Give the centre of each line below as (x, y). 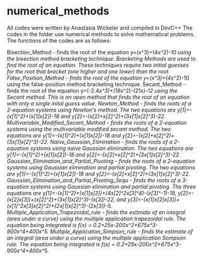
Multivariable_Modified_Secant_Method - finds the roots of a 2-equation (97, 122)
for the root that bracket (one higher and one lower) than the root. (88, 71)
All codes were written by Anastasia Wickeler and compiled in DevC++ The (100, 28)
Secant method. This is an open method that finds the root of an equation (98, 97)
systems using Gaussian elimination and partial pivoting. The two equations (101, 167)
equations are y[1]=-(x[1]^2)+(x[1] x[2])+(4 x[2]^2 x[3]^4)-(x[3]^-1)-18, (92, 193)
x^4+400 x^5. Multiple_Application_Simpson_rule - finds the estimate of (105, 231)
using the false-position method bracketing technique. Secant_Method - (96, 84)
